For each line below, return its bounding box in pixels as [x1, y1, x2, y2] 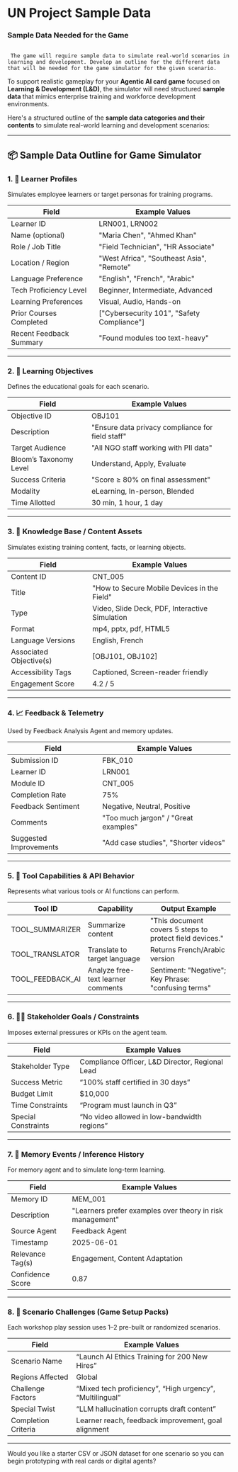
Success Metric [11, 1077, 63, 1087]
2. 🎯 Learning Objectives [7, 366, 93, 376]
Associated [11, 647, 48, 657]
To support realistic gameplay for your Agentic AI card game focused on [7, 77, 220, 86]
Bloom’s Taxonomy [11, 455, 74, 465]
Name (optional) [11, 230, 65, 240]
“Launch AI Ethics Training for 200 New [76, 1352, 208, 1361]
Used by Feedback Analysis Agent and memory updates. [7, 727, 174, 735]
